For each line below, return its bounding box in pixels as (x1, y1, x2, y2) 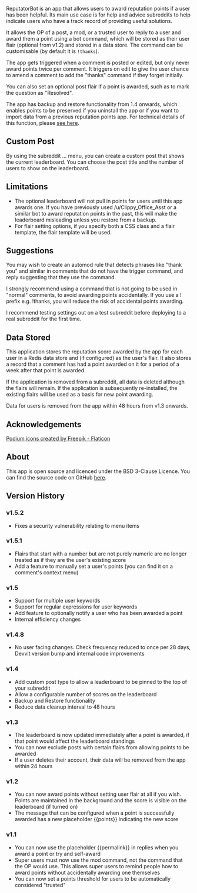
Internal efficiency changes (14, 616, 81, 623)
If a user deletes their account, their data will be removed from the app (14, 756, 186, 763)
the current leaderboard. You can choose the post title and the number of (6, 158, 184, 166)
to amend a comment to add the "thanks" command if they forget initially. (6, 72, 184, 78)
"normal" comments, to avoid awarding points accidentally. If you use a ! (6, 292, 182, 299)
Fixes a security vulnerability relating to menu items (14, 522, 140, 529)
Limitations (6, 182, 48, 192)
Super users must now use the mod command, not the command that (14, 856, 183, 864)
